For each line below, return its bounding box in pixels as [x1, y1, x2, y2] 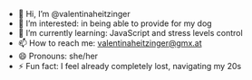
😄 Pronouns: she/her [17, 50, 98, 61]
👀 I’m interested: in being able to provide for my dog [17, 18, 212, 29]
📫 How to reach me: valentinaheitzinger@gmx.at [17, 38, 202, 49]
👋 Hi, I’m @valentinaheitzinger [17, 9, 131, 19]
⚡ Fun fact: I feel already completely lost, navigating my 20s [17, 61, 242, 71]
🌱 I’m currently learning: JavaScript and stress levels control [17, 28, 243, 38]
